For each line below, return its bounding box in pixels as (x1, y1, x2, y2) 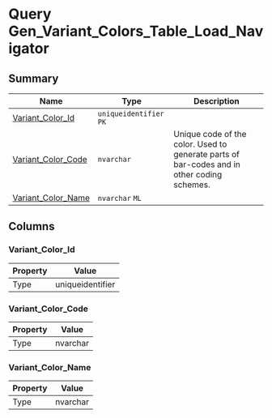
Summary (8, 71, 59, 85)
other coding (173, 169, 223, 180)
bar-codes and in (173, 159, 241, 170)
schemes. (173, 179, 210, 190)
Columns (8, 220, 55, 233)
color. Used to (173, 139, 227, 150)
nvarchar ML (97, 194, 142, 203)
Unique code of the (173, 129, 247, 139)
